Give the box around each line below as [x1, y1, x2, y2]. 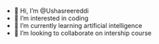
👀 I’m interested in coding [13, 14, 89, 22]
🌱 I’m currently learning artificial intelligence [13, 22, 143, 29]
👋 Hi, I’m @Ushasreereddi [13, 7, 89, 15]
